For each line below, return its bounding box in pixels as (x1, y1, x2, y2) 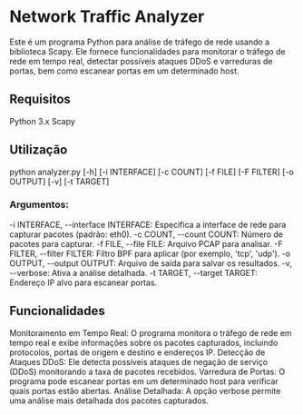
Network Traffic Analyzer (9, 6, 205, 27)
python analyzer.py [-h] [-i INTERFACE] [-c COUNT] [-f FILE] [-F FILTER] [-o (9, 166, 295, 177)
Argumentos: (9, 198, 70, 211)
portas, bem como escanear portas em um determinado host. (9, 65, 239, 76)
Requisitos (9, 92, 71, 107)
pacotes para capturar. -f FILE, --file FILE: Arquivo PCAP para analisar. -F (9, 238, 283, 249)
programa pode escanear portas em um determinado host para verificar (9, 375, 279, 387)
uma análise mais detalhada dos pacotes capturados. (9, 395, 209, 406)
